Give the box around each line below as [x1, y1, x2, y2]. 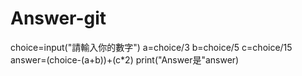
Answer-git [10, 7, 107, 30]
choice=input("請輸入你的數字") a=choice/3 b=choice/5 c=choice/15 [10, 41, 293, 53]
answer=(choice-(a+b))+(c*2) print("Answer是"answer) [10, 53, 240, 66]
